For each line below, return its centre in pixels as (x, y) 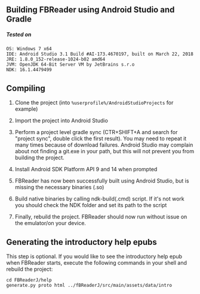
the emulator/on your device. (50, 223)
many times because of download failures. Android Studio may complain (104, 145)
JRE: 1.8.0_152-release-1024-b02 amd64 (56, 59)
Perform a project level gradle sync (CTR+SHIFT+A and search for (96, 132)
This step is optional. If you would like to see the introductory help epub (94, 256)
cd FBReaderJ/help (29, 280)
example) (26, 109)
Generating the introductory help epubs (81, 242)
